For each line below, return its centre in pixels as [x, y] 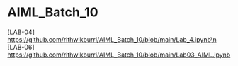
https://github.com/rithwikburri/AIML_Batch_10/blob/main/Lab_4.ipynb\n [112, 39]
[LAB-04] [21, 32]
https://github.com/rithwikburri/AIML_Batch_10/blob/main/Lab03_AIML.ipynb [119, 55]
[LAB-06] [21, 47]
